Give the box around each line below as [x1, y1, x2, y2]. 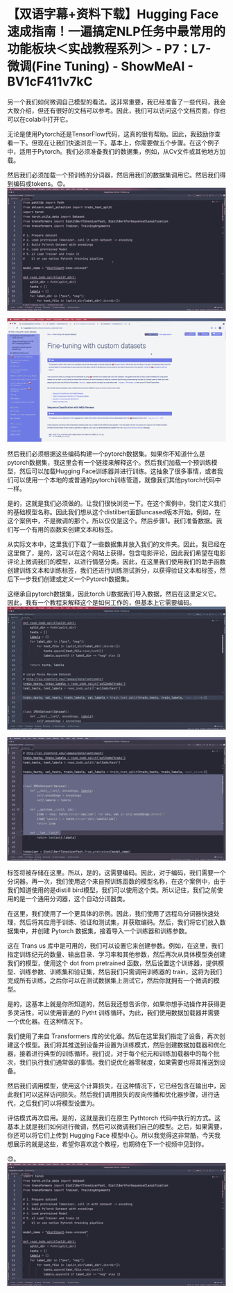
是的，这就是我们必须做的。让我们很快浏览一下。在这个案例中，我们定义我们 [7, 499, 226, 507]
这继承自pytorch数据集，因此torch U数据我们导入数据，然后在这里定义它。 [7, 589, 221, 598]
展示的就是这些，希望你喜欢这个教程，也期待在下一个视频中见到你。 [12, 1139, 208, 1148]
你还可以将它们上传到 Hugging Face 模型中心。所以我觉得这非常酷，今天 [7, 1131, 215, 1139]
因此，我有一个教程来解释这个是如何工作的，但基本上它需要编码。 [7, 598, 196, 606]
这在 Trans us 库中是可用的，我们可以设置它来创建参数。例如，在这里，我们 [7, 941, 224, 950]
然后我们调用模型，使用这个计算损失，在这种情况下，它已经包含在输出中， [7, 1081, 220, 1090]
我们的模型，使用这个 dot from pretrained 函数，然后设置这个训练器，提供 [7, 958, 218, 967]
